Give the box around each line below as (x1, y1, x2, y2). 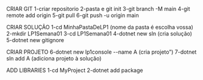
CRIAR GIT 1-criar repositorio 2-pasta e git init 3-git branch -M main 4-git (6, 5, 190, 12)
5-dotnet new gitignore (6, 37, 65, 43)
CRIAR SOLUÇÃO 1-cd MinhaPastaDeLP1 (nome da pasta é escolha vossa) (6, 24, 194, 31)
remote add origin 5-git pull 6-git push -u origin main (6, 12, 139, 19)
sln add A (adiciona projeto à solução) (6, 55, 102, 62)
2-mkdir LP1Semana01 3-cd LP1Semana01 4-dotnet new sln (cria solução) (6, 30, 193, 37)
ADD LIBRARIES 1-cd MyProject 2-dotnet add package (6, 67, 143, 74)
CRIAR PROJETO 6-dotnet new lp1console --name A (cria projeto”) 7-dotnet (6, 48, 197, 56)
